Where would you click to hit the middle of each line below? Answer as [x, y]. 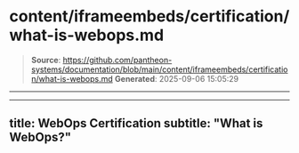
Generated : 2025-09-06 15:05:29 [176, 78]
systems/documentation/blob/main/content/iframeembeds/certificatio [159, 69]
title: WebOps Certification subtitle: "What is [136, 123]
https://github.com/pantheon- [117, 60]
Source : [46, 60]
